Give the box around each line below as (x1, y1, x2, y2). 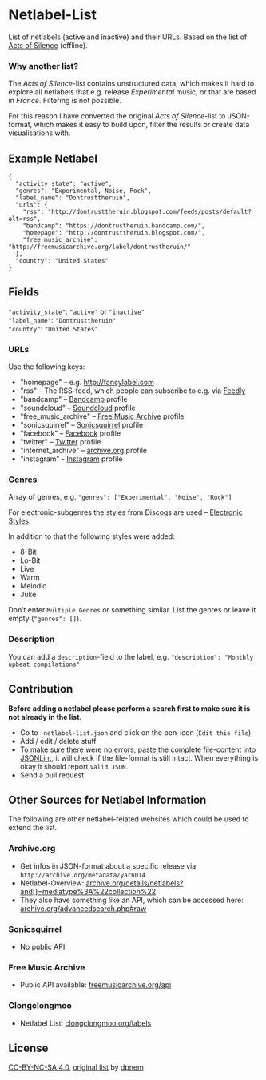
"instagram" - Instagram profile (19, 454, 123, 464)
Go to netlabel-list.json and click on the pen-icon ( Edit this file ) (19, 727, 252, 737)
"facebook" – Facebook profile (19, 428, 121, 438)
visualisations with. (8, 128, 71, 138)
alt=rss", (8, 215, 42, 223)
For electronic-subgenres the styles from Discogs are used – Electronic (8, 508, 243, 517)
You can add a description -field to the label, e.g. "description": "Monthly (8, 652, 254, 661)
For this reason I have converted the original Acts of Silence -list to (8, 111, 226, 121)
